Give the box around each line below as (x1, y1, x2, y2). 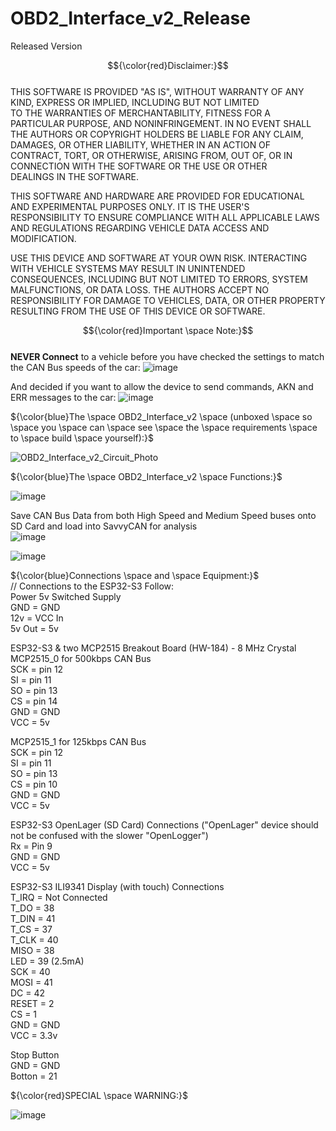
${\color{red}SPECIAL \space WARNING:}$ (10, 1089, 189, 1101)
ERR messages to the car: (10, 391, 117, 403)
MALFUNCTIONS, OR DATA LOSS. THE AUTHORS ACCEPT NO (10, 283, 269, 296)
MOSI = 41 (10, 976, 53, 988)
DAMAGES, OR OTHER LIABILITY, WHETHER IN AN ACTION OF (10, 138, 272, 151)
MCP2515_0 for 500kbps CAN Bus (10, 652, 152, 664)
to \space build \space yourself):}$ (10, 432, 154, 444)
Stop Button (10, 1048, 60, 1061)
